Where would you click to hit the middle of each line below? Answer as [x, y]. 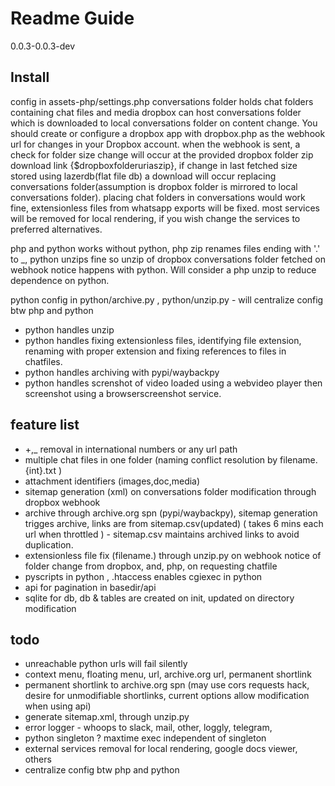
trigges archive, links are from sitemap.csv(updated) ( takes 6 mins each [174, 523]
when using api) [58, 706]
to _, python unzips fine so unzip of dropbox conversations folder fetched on [168, 259]
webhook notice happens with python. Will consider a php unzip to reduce [163, 269]
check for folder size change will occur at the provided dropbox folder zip [162, 154]
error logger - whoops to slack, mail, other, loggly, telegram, [148, 728]
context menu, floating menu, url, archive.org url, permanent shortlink [168, 674]
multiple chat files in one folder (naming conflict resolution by [151, 459]
